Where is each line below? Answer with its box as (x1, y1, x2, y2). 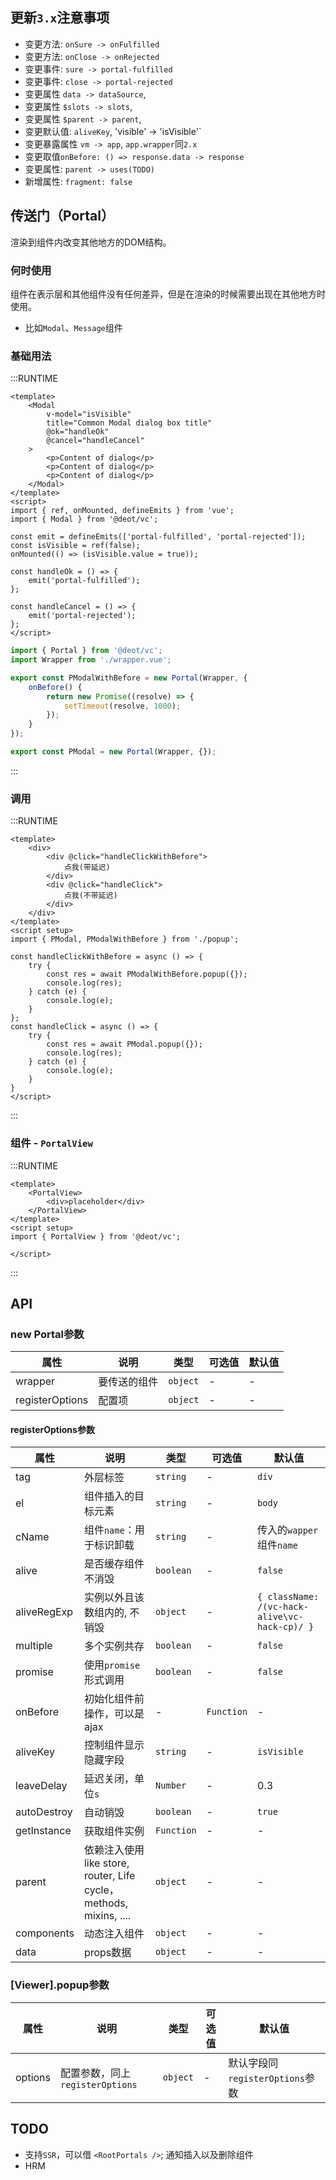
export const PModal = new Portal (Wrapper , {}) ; (10, 747, 217, 757)
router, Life (83, 1869, 136, 1883)
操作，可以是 (83, 1707, 145, 1721)
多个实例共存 (83, 1639, 145, 1653)
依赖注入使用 (83, 1843, 145, 1857)
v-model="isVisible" (46, 409, 132, 420)
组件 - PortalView (10, 1136, 93, 1150)
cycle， (83, 1883, 120, 1897)
